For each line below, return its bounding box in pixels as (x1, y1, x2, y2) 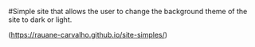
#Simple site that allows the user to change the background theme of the (8, 7, 248, 16)
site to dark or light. (8, 15, 73, 24)
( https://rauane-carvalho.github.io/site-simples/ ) (8, 31, 168, 39)
